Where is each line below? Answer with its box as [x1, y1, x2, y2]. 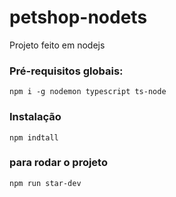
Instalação [9, 110, 62, 124]
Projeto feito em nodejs [9, 39, 106, 51]
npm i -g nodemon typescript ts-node [9, 87, 167, 97]
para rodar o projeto [9, 156, 108, 170]
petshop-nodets [9, 6, 148, 29]
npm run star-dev [9, 178, 82, 188]
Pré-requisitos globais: [9, 64, 124, 78]
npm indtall [9, 132, 59, 143]
